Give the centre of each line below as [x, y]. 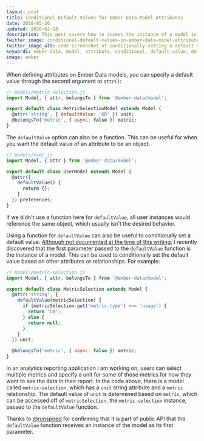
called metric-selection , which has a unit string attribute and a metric [95, 387]
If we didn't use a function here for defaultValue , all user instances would [98, 217]
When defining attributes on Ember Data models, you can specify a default [100, 74]
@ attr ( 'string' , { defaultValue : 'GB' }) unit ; [73, 114]
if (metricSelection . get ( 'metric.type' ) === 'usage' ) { [94, 306]
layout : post [23, 12]
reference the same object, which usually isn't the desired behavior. [91, 223]
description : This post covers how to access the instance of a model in [102, 35]
